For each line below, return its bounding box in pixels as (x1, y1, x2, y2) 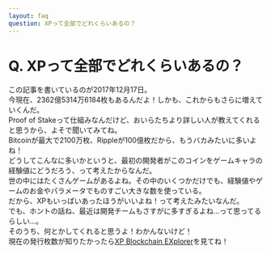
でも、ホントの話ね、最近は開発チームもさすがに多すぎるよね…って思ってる (8, 206, 261, 216)
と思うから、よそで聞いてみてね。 (8, 125, 122, 135)
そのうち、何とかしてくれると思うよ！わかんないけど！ (8, 226, 193, 236)
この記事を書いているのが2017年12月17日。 (8, 85, 152, 95)
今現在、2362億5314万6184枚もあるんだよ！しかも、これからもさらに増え (8, 95, 256, 105)
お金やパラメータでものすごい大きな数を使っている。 (29, 186, 206, 196)
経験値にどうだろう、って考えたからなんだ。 (8, 166, 157, 176)
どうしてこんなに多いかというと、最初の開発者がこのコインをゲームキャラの (8, 155, 263, 166)
